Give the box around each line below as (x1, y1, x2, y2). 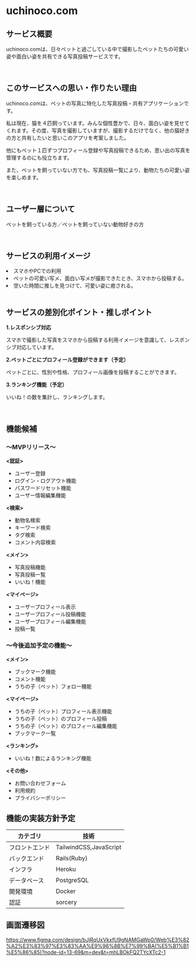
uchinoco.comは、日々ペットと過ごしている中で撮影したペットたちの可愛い (6, 46, 189, 52)
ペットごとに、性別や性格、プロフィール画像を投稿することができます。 (6, 368, 180, 376)
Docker (56, 887, 76, 895)
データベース (9, 877, 44, 885)
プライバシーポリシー (14, 794, 66, 801)
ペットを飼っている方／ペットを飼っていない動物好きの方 (6, 221, 145, 228)
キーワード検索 (14, 524, 51, 531)
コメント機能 (14, 676, 46, 683)
